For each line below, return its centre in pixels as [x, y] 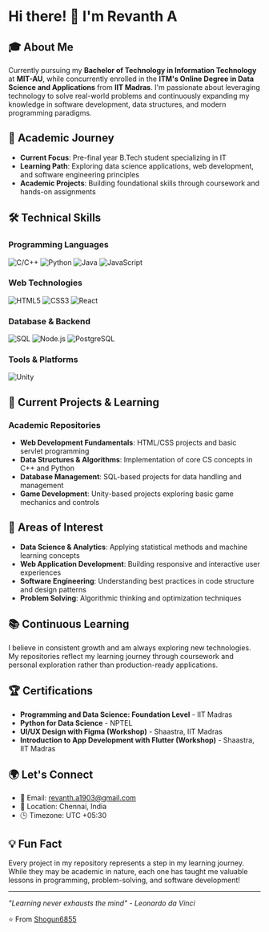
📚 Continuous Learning [69, 624]
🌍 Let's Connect [51, 774]
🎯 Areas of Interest [56, 528]
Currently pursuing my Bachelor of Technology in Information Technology [132, 70]
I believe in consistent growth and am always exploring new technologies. [130, 647]
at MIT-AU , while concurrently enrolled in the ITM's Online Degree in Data [131, 79]
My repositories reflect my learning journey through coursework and [121, 656]
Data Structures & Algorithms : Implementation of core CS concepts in [136, 460]
